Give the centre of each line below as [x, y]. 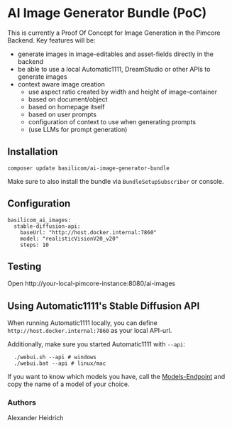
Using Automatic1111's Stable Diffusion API [104, 306]
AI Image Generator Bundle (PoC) [107, 13]
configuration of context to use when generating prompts [112, 121]
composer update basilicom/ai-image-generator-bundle [89, 168]
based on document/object [68, 99]
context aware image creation [61, 84]
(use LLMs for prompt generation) [78, 129]
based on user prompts [62, 114]
